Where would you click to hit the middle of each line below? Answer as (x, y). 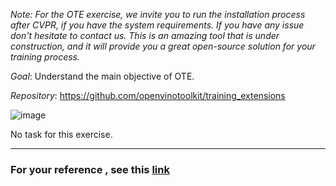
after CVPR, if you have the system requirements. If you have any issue (157, 25)
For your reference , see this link (90, 169)
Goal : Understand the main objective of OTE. (102, 76)
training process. (45, 57)
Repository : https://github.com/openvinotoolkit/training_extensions (148, 95)
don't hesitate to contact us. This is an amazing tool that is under (145, 35)
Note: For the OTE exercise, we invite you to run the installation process (158, 14)
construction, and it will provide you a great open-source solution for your (163, 46)
